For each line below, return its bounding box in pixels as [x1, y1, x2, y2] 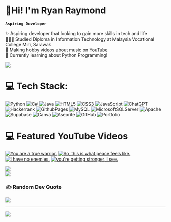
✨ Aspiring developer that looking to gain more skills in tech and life [5, 30, 148, 36]
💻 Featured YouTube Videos [5, 131, 128, 142]
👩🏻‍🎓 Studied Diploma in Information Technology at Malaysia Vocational [5, 36, 154, 42]
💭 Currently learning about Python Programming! [5, 52, 108, 58]
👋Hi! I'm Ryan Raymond [5, 5, 106, 16]
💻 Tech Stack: [5, 81, 68, 92]
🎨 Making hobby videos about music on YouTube [5, 47, 108, 53]
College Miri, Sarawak [5, 41, 52, 47]
